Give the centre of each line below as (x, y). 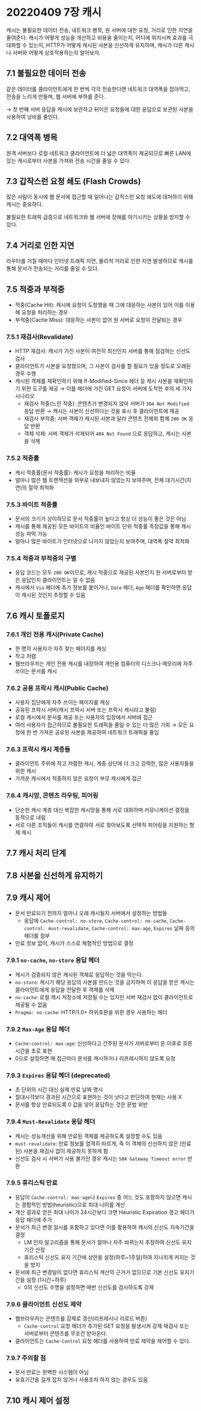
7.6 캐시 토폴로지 (35, 616)
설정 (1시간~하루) (46, 1280)
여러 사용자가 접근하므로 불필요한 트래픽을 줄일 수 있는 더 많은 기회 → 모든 (101, 725)
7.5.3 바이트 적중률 (32, 504)
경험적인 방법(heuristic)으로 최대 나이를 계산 (73, 1204)
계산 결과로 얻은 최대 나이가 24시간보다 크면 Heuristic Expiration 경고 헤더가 (105, 1212)
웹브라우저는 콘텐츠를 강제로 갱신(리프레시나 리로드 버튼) (81, 1319)
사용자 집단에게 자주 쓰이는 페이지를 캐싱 (62, 702)
